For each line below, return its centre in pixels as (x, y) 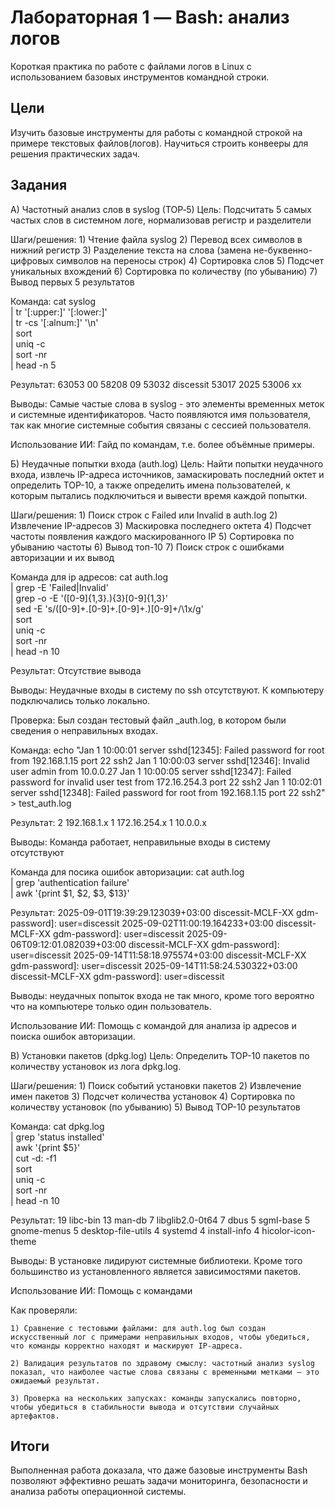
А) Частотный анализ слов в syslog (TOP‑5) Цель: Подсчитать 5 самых (161, 209)
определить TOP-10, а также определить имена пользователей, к (150, 485)
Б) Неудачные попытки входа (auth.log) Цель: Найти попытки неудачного (167, 463)
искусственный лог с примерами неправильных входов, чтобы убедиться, (160, 1337)
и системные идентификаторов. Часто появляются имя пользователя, (161, 414)
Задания (39, 185)
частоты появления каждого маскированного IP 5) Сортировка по (152, 536)
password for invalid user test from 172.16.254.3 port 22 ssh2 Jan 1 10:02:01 (166, 782)
